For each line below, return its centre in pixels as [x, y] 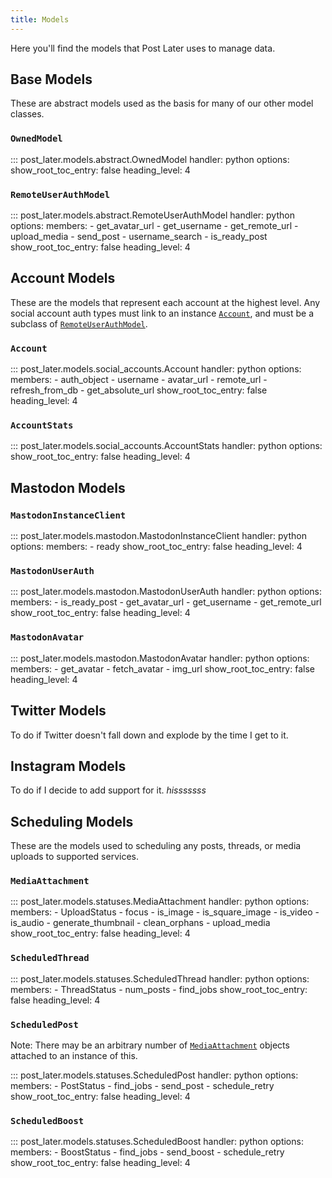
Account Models [63, 278]
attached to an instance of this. [74, 1056]
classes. [27, 114]
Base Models [51, 79]
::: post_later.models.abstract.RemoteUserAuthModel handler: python [152, 215]
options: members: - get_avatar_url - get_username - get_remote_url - [154, 226]
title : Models [40, 19]
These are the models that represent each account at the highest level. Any [165, 302]
